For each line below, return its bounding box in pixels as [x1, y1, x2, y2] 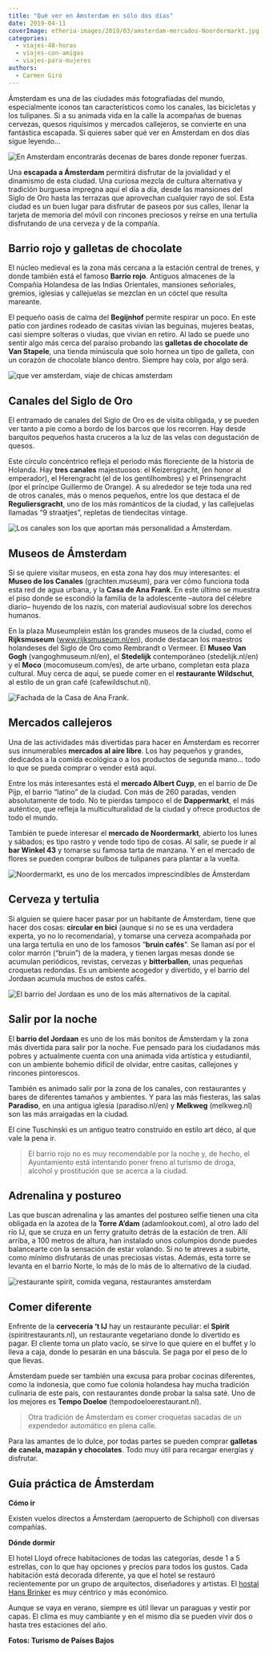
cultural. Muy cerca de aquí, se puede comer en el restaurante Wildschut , [8, 669, 255, 678]
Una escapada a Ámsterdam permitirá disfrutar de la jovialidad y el [8, 167, 231, 177]
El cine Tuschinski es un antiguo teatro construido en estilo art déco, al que [8, 1125, 256, 1134]
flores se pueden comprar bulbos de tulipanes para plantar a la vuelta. [8, 853, 240, 863]
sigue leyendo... [8, 136, 62, 145]
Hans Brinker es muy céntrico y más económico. [8, 1587, 169, 1597]
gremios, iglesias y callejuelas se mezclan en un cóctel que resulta [8, 288, 228, 298]
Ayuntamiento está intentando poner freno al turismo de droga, [27, 1157, 236, 1166]
